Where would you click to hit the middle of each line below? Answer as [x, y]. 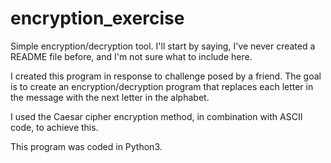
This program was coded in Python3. [86, 146]
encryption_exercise [97, 18]
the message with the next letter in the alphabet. [110, 97]
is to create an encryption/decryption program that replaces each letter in [162, 86]
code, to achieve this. [54, 127]
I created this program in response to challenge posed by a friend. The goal [166, 76]
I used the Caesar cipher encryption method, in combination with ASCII [156, 116]
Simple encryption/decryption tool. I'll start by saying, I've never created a [163, 46]
